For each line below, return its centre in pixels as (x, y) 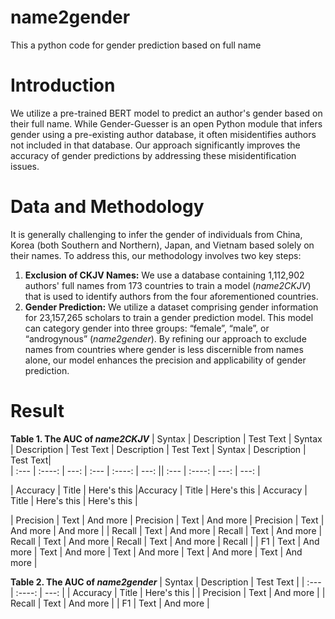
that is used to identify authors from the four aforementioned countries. (171, 296)
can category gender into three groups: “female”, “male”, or (147, 328)
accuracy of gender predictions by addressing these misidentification (153, 155)
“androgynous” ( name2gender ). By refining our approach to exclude (165, 338)
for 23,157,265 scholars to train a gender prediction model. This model (169, 317)
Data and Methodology (107, 207)
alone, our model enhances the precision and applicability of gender (165, 360)
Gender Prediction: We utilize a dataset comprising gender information (171, 307)
